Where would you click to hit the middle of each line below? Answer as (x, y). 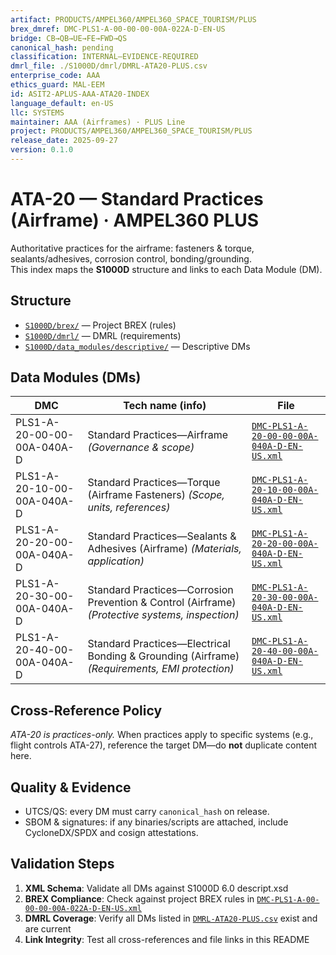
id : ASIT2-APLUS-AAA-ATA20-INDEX (80, 94)
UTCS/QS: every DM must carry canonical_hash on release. (147, 812)
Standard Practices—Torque (154, 483)
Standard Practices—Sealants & (162, 536)
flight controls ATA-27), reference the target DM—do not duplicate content (164, 745)
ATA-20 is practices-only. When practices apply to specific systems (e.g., (162, 735)
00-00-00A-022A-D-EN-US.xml (83, 908)
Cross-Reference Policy (86, 710)
